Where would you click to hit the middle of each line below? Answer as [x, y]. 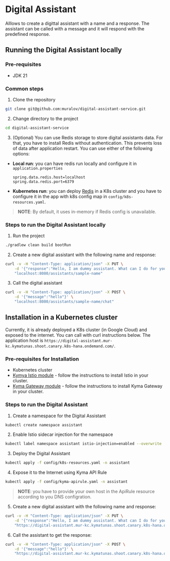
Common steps [25, 89]
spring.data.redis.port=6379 [43, 182]
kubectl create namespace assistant [44, 425]
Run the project [29, 235]
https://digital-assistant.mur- [78, 341]
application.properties [38, 168]
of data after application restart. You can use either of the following [82, 148]
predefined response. [28, 34]
